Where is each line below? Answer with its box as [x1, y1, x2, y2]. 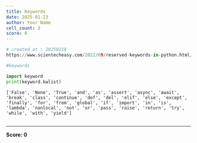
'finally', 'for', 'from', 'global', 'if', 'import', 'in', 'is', [6, 99, 172, 106]
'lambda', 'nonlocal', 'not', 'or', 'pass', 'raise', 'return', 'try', [6, 105, 185, 111]
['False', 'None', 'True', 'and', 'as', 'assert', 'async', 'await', [6, 89, 180, 95]
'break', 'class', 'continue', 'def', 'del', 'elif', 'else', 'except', [6, 95, 188, 101]
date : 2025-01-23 [6, 14, 49, 20]
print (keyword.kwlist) [6, 79, 62, 85]
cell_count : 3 [6, 25, 41, 31]
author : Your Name [6, 19, 51, 25]
